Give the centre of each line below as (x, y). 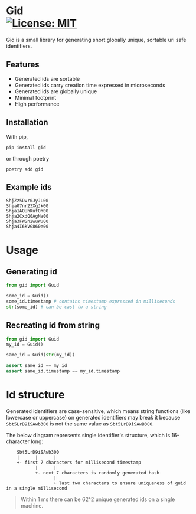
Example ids (29, 187)
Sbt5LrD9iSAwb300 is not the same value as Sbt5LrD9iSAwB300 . (80, 424)
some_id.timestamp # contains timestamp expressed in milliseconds (91, 302)
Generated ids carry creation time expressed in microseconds (90, 85)
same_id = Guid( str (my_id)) (41, 355)
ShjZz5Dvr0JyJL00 (27, 201)
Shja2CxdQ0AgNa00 (27, 217)
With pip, (17, 136)
